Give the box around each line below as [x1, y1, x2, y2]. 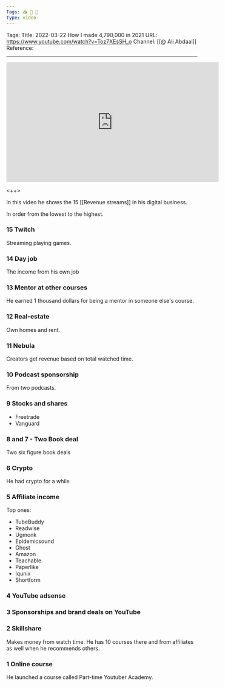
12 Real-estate [6, 312, 50, 321]
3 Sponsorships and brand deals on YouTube [6, 608, 141, 616]
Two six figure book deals [6, 448, 71, 456]
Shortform [15, 576, 41, 584]
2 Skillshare [6, 624, 42, 633]
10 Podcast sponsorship [6, 370, 79, 379]
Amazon [15, 551, 36, 558]
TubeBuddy [15, 518, 44, 526]
